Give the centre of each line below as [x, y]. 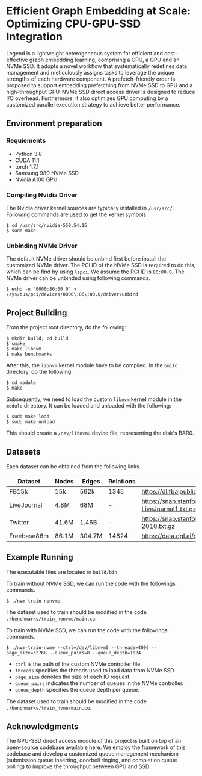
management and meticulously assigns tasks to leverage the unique [90, 72]
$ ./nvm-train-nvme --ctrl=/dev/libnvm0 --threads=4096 [78, 647]
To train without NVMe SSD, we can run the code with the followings [91, 583]
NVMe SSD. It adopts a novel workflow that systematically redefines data [97, 66]
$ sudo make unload [31, 422]
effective [17, 60]
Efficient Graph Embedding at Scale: [99, 11]
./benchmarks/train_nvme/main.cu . [49, 707]
